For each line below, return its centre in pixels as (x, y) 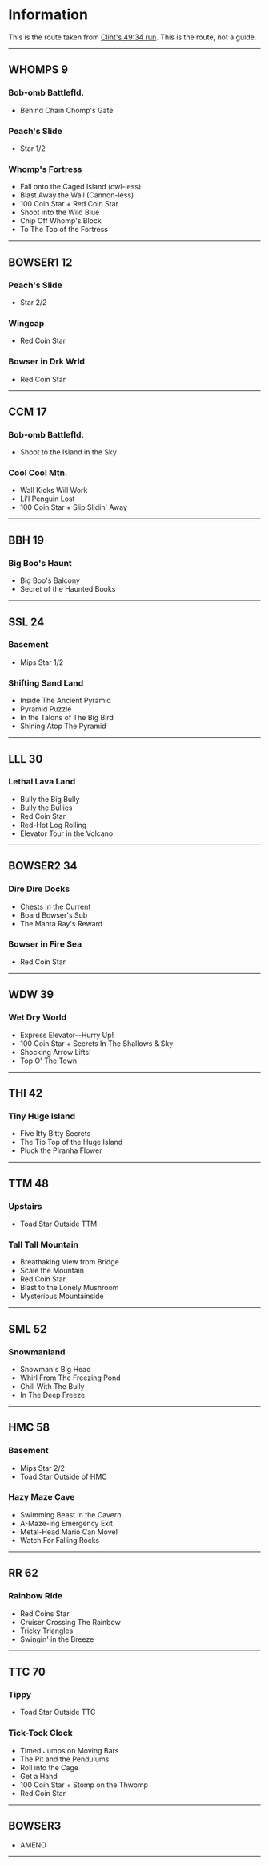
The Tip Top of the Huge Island (71, 1142)
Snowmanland (37, 1352)
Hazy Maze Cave (42, 1497)
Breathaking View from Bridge (70, 1262)
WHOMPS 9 (38, 70)
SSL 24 (26, 622)
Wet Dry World (38, 1017)
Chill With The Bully (52, 1386)
